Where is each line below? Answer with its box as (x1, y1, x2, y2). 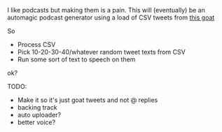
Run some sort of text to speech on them (17, 55, 136, 64)
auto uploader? (17, 111, 62, 119)
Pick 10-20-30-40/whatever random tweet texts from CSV (17, 48, 186, 56)
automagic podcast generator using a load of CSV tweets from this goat (7, 13, 215, 22)
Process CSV (17, 41, 56, 48)
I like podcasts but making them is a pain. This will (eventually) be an (7, 6, 205, 14)
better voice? (17, 118, 56, 126)
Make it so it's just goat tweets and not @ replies (17, 96, 158, 104)
